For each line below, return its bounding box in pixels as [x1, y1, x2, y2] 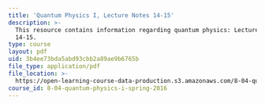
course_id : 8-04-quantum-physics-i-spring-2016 [8, 84, 168, 92]
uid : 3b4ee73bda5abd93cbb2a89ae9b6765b [8, 56, 140, 63]
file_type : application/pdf [8, 63, 101, 70]
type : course [8, 41, 51, 48]
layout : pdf [8, 48, 47, 56]
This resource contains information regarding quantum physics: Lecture [15, 26, 259, 34]
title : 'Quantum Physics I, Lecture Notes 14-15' [8, 11, 175, 20]
